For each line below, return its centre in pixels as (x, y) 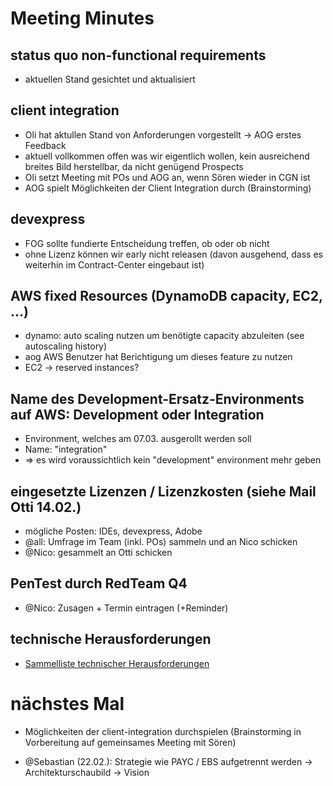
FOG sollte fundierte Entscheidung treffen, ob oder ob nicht (147, 243)
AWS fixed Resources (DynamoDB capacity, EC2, (166, 296)
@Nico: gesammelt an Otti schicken (98, 553)
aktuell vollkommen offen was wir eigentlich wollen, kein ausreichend (167, 156)
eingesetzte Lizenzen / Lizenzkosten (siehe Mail (163, 491)
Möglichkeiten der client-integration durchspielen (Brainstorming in (163, 731)
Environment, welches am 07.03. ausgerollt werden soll (138, 439)
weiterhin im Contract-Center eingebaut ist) (114, 264)
